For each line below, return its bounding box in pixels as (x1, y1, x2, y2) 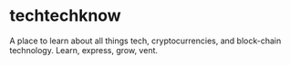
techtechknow (9, 5, 121, 26)
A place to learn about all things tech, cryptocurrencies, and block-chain (9, 35, 282, 46)
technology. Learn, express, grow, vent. (9, 44, 158, 55)
